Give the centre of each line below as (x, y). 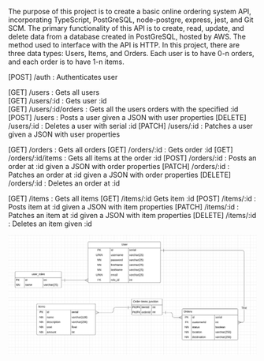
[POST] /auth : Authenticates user (63, 77)
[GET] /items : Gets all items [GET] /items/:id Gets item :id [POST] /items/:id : (132, 198)
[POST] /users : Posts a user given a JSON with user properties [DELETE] (127, 117)
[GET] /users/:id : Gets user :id (58, 101)
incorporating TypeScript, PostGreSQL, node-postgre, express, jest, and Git (131, 20)
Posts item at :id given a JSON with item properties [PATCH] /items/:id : (123, 207)
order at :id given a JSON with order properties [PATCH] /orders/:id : (119, 166)
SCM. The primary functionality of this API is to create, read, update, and (126, 28)
